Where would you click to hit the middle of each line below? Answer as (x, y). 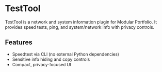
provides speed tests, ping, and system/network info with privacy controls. (80, 27)
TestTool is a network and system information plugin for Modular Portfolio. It (81, 22)
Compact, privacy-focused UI (41, 64)
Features (19, 43)
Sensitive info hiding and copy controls (51, 59)
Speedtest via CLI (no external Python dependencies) (66, 54)
